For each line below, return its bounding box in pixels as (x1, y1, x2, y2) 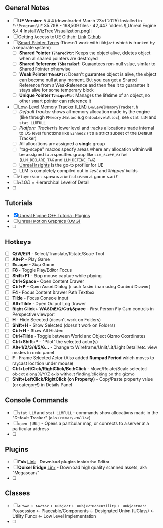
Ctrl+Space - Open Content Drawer (12, 278, 84, 284)
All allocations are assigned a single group (19, 141, 105, 147)
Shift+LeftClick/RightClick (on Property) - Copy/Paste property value (12, 376, 153, 382)
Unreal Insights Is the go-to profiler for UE (19, 162, 104, 168)
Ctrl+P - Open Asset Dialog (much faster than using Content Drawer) (12, 284, 151, 290)
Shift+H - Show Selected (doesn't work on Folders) (12, 322, 116, 328)
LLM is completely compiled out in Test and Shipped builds (19, 168, 138, 174)
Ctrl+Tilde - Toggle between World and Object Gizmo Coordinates (12, 333, 146, 339)
